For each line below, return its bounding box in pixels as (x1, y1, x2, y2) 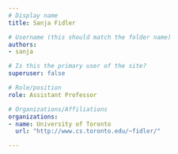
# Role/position (8, 84, 62, 92)
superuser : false (8, 69, 66, 77)
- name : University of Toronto (8, 120, 112, 128)
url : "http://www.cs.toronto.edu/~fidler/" (15, 127, 161, 135)
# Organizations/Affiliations (8, 105, 108, 113)
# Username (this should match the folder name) (8, 33, 172, 41)
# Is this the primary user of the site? (8, 62, 147, 70)
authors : (8, 40, 37, 48)
